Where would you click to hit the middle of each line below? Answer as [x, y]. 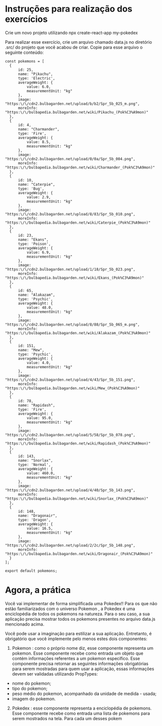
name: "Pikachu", [35, 74]
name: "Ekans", [33, 239]
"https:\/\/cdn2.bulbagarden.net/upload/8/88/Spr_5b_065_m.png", [72, 324]
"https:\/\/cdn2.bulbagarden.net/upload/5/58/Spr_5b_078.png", [70, 435]
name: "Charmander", [39, 129]
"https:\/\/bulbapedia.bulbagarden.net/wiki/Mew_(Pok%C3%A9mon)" [72, 388]
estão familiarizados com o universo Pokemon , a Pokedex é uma [70, 609]
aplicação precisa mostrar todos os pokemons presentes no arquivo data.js [80, 619]
